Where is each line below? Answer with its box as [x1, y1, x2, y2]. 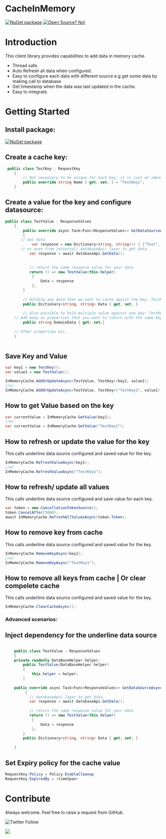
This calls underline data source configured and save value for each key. [5, 496, 153, 502]
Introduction [5, 37, 57, 48]
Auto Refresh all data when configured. [12, 68, 92, 74]
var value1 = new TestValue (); [5, 370, 70, 375]
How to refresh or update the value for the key [5, 438, 150, 446]
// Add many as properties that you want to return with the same [14, 316, 154, 320]
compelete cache [5, 581, 60, 590]
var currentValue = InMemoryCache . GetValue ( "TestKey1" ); [5, 424, 125, 429]
